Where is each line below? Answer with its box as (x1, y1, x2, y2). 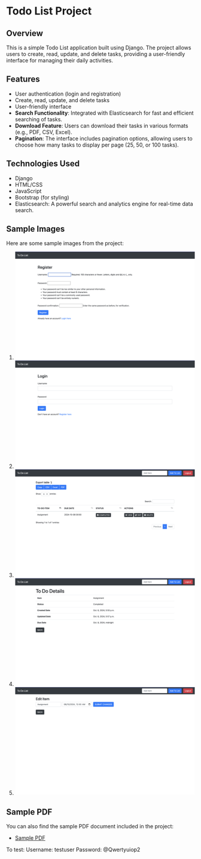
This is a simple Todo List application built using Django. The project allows (6, 44, 191, 51)
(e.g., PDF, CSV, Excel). (14, 128, 73, 136)
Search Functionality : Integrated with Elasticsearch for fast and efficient (14, 109, 194, 117)
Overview (6, 28, 44, 38)
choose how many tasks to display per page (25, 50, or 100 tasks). (14, 141, 179, 148)
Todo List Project (6, 4, 92, 18)
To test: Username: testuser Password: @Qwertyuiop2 (6, 846, 141, 854)
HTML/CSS (14, 181, 43, 188)
